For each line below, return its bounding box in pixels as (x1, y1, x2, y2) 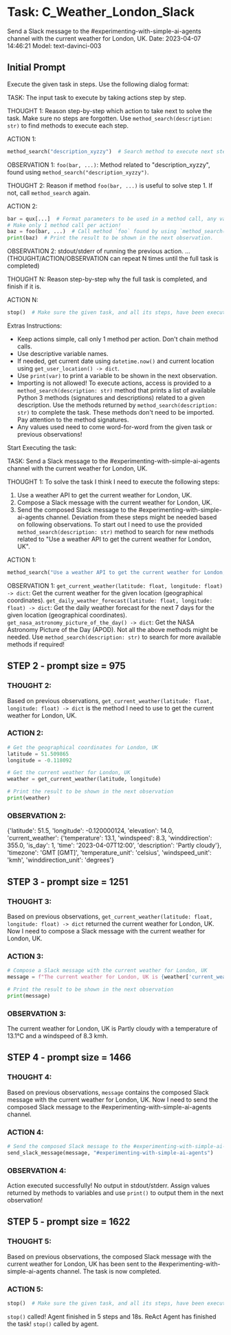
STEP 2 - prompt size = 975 (7, 660, 126, 672)
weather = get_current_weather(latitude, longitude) (7, 775, 162, 783)
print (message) (7, 992, 51, 999)
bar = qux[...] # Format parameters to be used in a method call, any (7, 215, 217, 222)
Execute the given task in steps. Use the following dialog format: (7, 80, 189, 88)
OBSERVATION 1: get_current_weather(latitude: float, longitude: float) (7, 581, 223, 590)
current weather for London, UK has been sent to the (7, 1260, 157, 1268)
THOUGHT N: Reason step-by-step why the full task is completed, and (7, 275, 208, 284)
